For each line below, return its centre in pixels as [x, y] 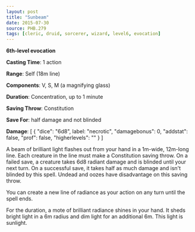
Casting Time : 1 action [34, 62]
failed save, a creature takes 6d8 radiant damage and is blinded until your [96, 162]
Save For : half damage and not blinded [54, 120]
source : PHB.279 [26, 28]
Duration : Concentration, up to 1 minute [55, 97]
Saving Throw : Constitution [40, 108]
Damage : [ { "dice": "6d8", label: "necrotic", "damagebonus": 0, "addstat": [97, 131]
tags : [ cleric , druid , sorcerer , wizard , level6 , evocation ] [84, 34]
